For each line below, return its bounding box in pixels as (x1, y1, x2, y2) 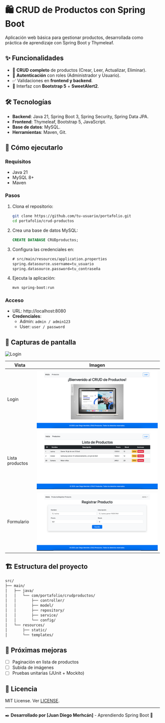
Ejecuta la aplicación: (12, 275, 55, 281)
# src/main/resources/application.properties (12, 257, 107, 262)
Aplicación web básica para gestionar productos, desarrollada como (5, 34, 143, 40)
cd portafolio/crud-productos (12, 219, 75, 223)
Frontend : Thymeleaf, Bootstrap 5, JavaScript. (12, 119, 107, 125)
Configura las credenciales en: (12, 247, 75, 252)
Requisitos (5, 158, 31, 165)
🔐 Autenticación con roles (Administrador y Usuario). (12, 72, 121, 78)
